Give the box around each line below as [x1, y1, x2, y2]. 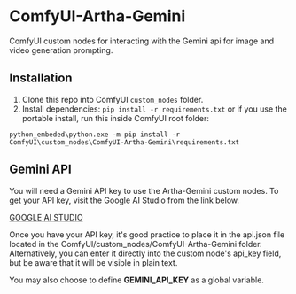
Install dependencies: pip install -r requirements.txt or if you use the [21, 104, 288, 114]
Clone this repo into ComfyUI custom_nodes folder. [21, 94, 204, 104]
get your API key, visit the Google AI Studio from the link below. [9, 195, 240, 205]
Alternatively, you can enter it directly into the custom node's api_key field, [9, 248, 282, 259]
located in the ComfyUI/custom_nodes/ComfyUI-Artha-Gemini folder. [9, 238, 263, 249]
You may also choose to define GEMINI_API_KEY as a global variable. [9, 275, 264, 285]
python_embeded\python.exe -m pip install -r [9, 130, 180, 139]
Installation [9, 71, 73, 86]
